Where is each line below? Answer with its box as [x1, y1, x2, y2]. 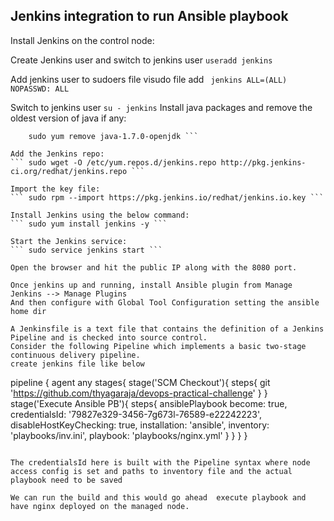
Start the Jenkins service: [10, 236, 128, 246]
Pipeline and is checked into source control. [10, 332, 208, 343]
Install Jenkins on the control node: [10, 34, 155, 46]
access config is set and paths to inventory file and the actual [10, 466, 293, 476]
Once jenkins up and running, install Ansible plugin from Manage [10, 280, 293, 290]
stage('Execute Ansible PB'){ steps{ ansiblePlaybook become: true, [10, 397, 288, 409]
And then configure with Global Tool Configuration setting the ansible [10, 297, 320, 308]
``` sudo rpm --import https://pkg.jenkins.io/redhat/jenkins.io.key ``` [10, 192, 325, 203]
